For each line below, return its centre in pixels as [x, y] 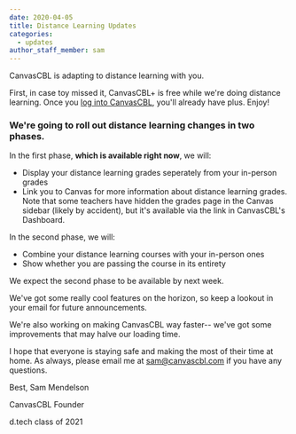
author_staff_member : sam [57, 51]
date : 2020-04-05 [41, 17]
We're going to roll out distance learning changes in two [132, 125]
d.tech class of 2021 [46, 422]
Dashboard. [43, 220]
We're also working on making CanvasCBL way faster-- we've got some [140, 325]
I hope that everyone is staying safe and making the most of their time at [141, 351]
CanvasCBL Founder [47, 405]
